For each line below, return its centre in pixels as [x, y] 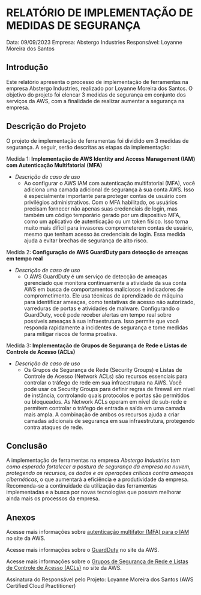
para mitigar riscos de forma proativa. [70, 333]
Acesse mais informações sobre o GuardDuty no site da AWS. [82, 550]
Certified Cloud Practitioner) [41, 586]
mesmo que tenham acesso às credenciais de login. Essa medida [105, 234]
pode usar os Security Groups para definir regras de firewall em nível [109, 389]
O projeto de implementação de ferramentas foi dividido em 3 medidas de [97, 140]
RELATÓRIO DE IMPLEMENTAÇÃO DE [100, 13]
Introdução [27, 67]
